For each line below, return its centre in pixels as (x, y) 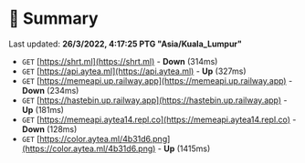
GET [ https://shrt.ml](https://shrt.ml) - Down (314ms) (120, 61)
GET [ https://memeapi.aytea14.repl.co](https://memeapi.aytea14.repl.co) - (159, 119)
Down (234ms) (50, 90)
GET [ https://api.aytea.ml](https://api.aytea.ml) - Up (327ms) (134, 71)
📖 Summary (53, 19)
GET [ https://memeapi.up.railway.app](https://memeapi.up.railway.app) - (157, 80)
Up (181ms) (43, 109)
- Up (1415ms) (184, 148)
